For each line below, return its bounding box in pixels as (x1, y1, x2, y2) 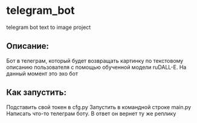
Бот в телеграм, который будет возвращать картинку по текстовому (6, 57, 184, 64)
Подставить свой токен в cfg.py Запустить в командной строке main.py (6, 103, 192, 110)
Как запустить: (6, 87, 66, 98)
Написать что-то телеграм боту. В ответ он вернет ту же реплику (6, 110, 176, 117)
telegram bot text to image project (6, 24, 91, 31)
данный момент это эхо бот (6, 70, 79, 77)
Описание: (6, 41, 50, 51)
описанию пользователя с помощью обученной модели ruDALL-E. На (6, 63, 187, 71)
